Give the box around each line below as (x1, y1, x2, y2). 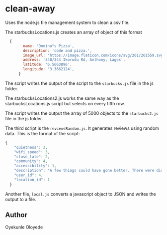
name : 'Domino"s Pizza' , (23, 43, 75, 48)
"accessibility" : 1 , (14, 163, 57, 169)
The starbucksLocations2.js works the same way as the (5, 95, 119, 101)
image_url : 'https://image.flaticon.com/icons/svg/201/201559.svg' (23, 53, 166, 58)
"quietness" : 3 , (14, 145, 48, 150)
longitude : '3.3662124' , (23, 67, 75, 72)
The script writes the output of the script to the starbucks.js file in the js (5, 80, 154, 86)
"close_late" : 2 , (14, 154, 50, 159)
